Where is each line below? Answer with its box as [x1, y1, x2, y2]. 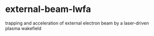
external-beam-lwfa [5, 3, 91, 15]
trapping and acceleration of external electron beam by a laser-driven [5, 20, 149, 26]
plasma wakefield [5, 25, 42, 31]
